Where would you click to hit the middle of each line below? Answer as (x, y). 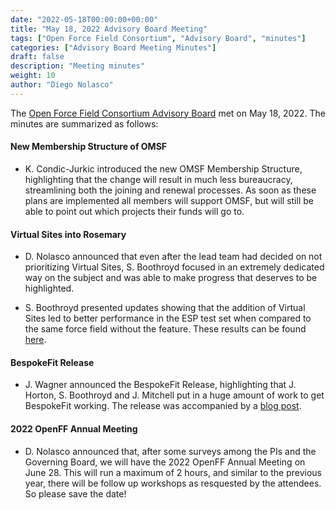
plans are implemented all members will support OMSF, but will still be (169, 200)
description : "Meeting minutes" (77, 66)
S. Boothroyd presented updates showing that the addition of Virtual (165, 308)
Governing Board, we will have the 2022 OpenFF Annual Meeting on (165, 462)
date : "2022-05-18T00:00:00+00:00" (84, 19)
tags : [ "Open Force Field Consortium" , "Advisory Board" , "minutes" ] (158, 38)
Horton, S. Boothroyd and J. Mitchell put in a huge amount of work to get (174, 395)
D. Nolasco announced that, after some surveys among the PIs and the (170, 451)
